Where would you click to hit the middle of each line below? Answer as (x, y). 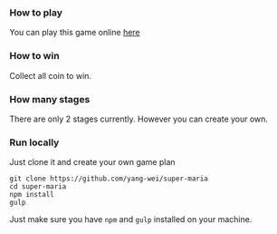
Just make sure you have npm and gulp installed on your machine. (131, 219)
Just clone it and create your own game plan (92, 162)
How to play (36, 13)
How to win (35, 56)
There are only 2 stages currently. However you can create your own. (139, 119)
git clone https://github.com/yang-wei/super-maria (109, 179)
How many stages (50, 99)
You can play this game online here (75, 33)
